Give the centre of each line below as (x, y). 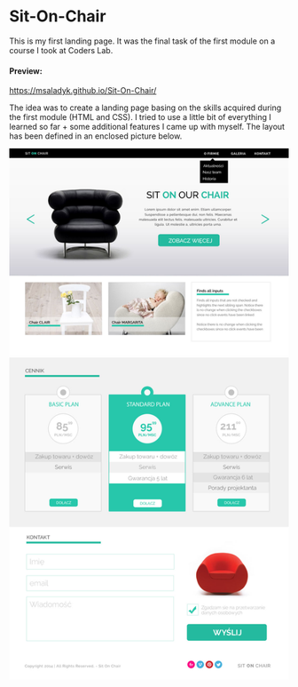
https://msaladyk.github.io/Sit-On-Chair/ (83, 91)
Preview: (26, 71)
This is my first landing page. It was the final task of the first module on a (142, 41)
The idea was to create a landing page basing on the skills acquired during (145, 108)
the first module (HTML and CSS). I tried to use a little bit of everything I (141, 117)
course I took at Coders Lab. (61, 50)
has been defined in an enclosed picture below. (96, 136)
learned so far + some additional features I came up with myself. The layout (147, 127)
